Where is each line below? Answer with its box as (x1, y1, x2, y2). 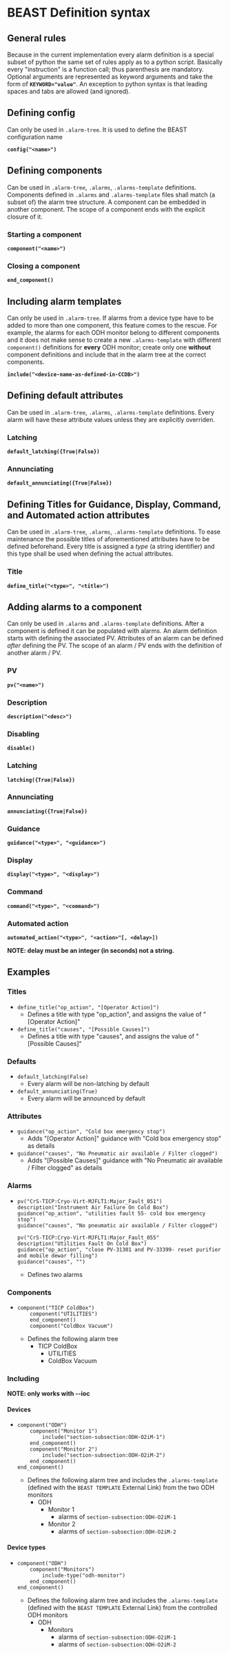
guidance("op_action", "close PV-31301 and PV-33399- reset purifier (17, 1246, 222, 1253)
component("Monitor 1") (30, 1428, 98, 1435)
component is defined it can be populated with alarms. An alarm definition (7, 627, 217, 635)
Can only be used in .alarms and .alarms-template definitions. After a (7, 619, 205, 628)
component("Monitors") (30, 1566, 95, 1573)
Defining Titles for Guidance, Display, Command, (7, 498, 222, 510)
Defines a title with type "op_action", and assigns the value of (27, 1010, 202, 1018)
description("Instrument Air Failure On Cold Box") (17, 1204, 169, 1211)
